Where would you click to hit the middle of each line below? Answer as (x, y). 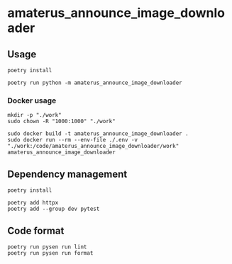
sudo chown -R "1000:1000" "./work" (61, 122)
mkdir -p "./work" (34, 115)
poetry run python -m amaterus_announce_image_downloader (95, 83)
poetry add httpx (33, 203)
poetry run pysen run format (50, 253)
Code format (36, 230)
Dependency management (67, 174)
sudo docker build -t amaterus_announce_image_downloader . (98, 134)
